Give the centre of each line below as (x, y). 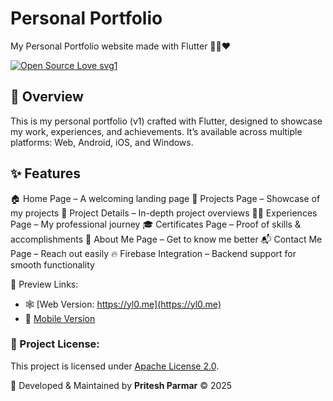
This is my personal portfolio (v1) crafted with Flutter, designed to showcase (166, 121)
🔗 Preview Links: (44, 284)
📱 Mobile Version (60, 318)
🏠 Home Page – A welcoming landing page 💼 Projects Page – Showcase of (165, 198)
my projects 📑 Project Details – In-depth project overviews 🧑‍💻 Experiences (164, 213)
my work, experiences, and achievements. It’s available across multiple (156, 131)
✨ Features (45, 173)
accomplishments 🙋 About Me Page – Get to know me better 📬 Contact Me (166, 239)
